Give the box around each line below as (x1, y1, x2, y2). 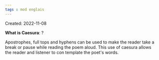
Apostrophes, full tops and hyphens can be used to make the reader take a (5, 39, 155, 45)
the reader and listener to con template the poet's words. (5, 49, 119, 55)
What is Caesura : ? (5, 30, 44, 35)
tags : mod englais (5, 7, 45, 12)
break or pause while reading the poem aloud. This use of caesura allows (5, 44, 152, 50)
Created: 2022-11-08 (5, 20, 47, 26)
